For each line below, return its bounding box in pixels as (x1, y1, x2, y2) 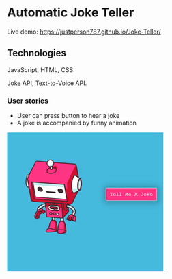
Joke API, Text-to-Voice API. (7, 79, 87, 87)
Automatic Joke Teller (7, 5, 134, 21)
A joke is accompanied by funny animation (16, 119, 137, 128)
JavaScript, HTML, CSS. (7, 65, 75, 73)
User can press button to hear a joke (16, 112, 120, 120)
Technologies (7, 47, 67, 59)
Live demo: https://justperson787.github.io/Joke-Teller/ (7, 27, 162, 36)
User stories (7, 96, 49, 106)
